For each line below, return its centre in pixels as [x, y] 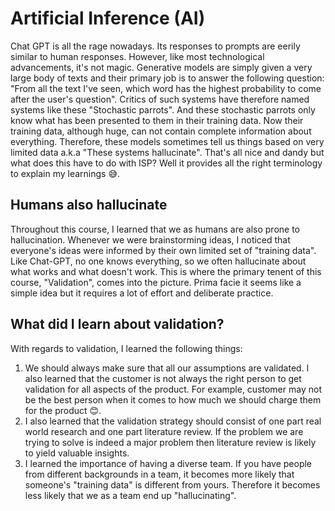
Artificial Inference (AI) [108, 18]
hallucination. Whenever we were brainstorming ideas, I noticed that [150, 239]
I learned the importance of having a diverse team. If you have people [168, 463]
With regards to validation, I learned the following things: [126, 348]
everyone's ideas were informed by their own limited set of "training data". [163, 250]
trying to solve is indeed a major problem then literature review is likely [170, 442]
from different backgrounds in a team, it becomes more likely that [159, 474]
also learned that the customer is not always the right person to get [163, 378]
